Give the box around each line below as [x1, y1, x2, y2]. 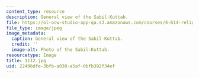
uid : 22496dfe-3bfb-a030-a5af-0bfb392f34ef [6, 63, 115, 69]
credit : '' [11, 42, 38, 48]
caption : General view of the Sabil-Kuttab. [11, 36, 123, 42]
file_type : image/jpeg [6, 25, 62, 31]
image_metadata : [6, 30, 46, 36]
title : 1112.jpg [6, 57, 46, 63]
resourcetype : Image [6, 52, 57, 58]
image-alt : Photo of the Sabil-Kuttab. [11, 47, 110, 53]
